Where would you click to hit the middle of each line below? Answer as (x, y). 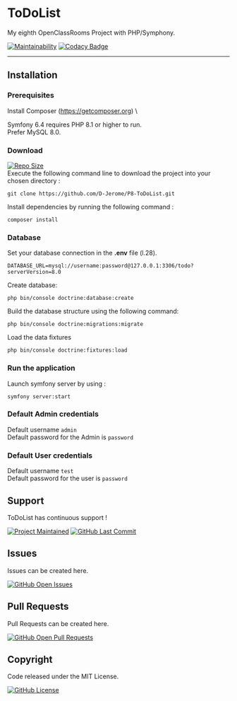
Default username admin (42, 429)
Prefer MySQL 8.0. (34, 132)
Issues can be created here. (48, 570)
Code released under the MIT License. (63, 676)
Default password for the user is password (68, 478)
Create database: (32, 285)
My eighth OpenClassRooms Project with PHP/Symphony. (91, 33)
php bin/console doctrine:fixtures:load (68, 350)
